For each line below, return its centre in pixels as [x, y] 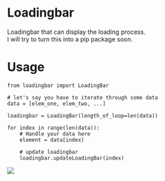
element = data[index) [52, 140]
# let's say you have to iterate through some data [82, 97]
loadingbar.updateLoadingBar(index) [72, 158]
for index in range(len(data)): [53, 128]
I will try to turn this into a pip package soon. [70, 39]
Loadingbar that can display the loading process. [76, 32]
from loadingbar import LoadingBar [58, 85]
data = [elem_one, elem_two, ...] [57, 104]
